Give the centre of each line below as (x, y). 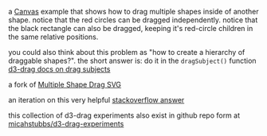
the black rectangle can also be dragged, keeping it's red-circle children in (131, 28)
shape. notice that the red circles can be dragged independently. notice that (133, 20)
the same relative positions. (53, 37)
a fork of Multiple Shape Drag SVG (65, 84)
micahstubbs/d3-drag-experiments (66, 124)
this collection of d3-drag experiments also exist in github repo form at (124, 115)
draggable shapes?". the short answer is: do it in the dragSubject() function (132, 60)
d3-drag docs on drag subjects (59, 69)
